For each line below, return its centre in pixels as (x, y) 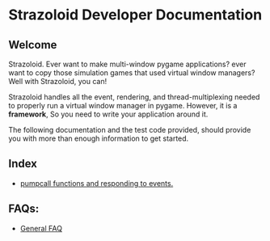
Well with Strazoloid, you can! (58, 81)
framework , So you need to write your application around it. (108, 114)
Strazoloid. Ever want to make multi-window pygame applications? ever (127, 64)
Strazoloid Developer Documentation (135, 15)
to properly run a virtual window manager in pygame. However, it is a (123, 106)
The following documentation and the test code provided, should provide (130, 130)
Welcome (33, 45)
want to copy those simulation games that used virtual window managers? (132, 73)
